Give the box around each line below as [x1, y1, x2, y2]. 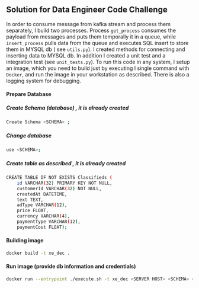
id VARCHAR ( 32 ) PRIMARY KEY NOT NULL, [17, 180, 113, 186]
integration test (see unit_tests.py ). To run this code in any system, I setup [6, 58, 191, 65]
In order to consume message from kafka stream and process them [6, 20, 171, 27]
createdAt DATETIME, [17, 191, 68, 197]
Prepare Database [6, 91, 52, 98]
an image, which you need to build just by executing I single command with [6, 65, 190, 72]
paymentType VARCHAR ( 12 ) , [17, 219, 81, 225]
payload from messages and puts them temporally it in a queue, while [6, 33, 176, 40]
